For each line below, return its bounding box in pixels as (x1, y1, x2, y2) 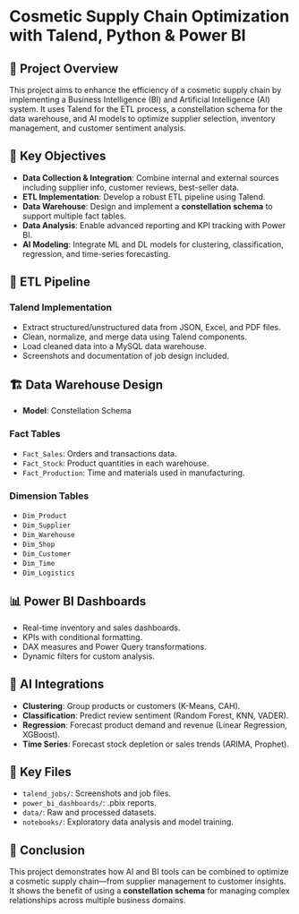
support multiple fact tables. (21, 210, 127, 221)
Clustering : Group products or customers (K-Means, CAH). (21, 700, 241, 711)
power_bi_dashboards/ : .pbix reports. (21, 798, 157, 808)
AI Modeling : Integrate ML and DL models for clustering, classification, (21, 239, 284, 250)
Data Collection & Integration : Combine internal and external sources (21, 172, 279, 183)
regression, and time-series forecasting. (21, 248, 171, 259)
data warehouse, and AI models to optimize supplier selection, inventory (9, 114, 276, 124)
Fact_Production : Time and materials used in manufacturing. (21, 467, 245, 478)
